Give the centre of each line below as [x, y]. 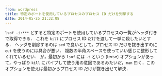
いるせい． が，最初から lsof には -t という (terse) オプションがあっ [86, 57]
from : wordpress [21, 9]
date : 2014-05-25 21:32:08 [32, 18]
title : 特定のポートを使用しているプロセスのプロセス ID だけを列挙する [69, 14]
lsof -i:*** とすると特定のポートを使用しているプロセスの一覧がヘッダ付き [81, 33]
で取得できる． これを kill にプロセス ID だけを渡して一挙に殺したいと [76, 38]
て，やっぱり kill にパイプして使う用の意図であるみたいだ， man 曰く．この [80, 63]
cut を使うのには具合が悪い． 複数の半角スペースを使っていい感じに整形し [79, 51]
